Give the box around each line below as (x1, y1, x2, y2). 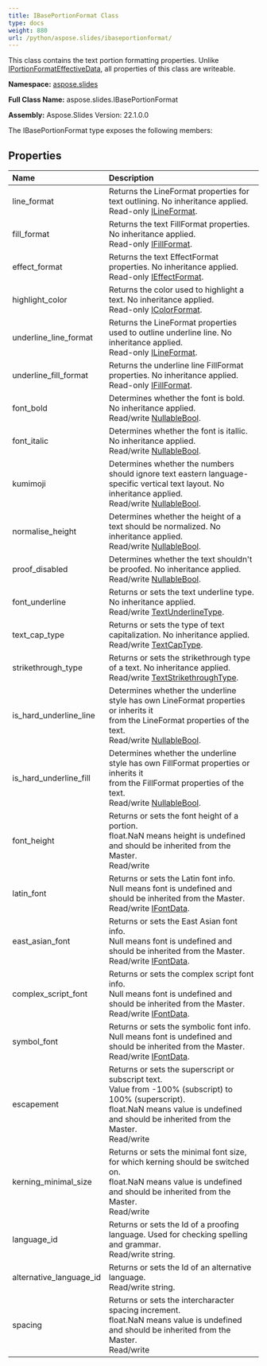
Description (108, 173, 154, 184)
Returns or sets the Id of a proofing (108, 1219, 240, 1230)
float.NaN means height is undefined (108, 831, 246, 842)
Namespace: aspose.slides (8, 80, 99, 89)
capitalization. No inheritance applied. (108, 629, 250, 640)
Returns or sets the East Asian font (108, 916, 238, 927)
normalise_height (12, 526, 77, 537)
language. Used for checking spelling (108, 1229, 248, 1240)
